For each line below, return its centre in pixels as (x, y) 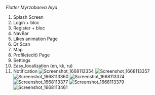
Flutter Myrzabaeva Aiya (32, 7)
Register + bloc (29, 28)
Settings (22, 60)
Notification (25, 71)
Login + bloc (26, 23)
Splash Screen (28, 17)
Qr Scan (22, 44)
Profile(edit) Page (31, 55)
